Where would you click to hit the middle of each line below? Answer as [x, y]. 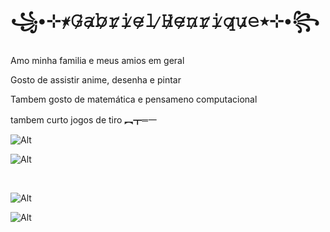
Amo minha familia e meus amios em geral [97, 60]
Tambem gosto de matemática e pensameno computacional [134, 99]
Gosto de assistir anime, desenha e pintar [96, 79]
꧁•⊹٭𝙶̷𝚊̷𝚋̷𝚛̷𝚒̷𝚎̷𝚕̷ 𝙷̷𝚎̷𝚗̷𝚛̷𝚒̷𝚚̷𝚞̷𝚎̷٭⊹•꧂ [165, 21]
